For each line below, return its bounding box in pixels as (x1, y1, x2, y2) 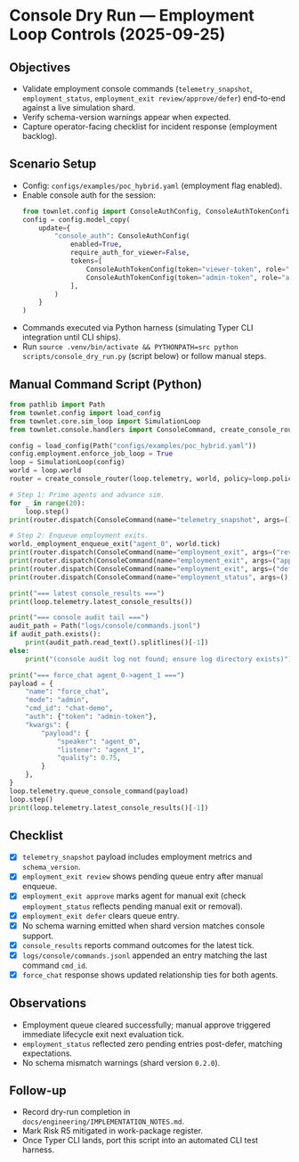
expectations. (21, 1048, 73, 1059)
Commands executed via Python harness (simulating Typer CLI (21, 323, 254, 333)
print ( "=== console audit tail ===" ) (9, 613, 149, 622)
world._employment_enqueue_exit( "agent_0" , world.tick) (9, 540, 221, 549)
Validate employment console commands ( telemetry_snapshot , (21, 84, 253, 94)
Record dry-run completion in (21, 1107, 131, 1117)
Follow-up (9, 1084, 67, 1099)
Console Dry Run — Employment (9, 5, 255, 26)
